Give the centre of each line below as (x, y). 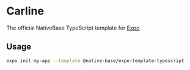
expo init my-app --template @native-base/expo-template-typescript (95, 61)
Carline (25, 11)
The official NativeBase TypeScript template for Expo (73, 28)
